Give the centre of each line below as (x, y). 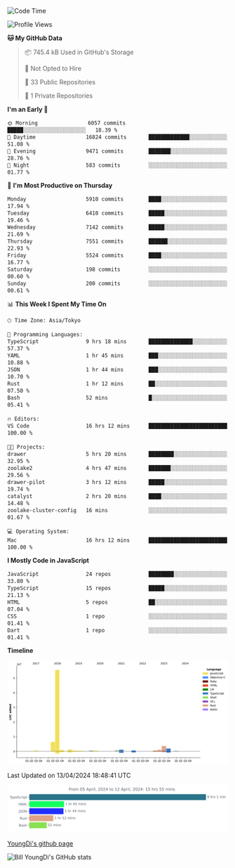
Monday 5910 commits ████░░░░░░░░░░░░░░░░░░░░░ (117, 199)
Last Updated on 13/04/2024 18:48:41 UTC (69, 776)
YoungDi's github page (40, 843)
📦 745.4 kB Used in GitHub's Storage (79, 52)
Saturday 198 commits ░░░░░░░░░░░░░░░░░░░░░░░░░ (117, 269)
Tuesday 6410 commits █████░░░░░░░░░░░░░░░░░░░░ (117, 213)
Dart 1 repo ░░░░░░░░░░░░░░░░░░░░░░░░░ (117, 630)
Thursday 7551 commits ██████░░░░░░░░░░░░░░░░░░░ (117, 241)
